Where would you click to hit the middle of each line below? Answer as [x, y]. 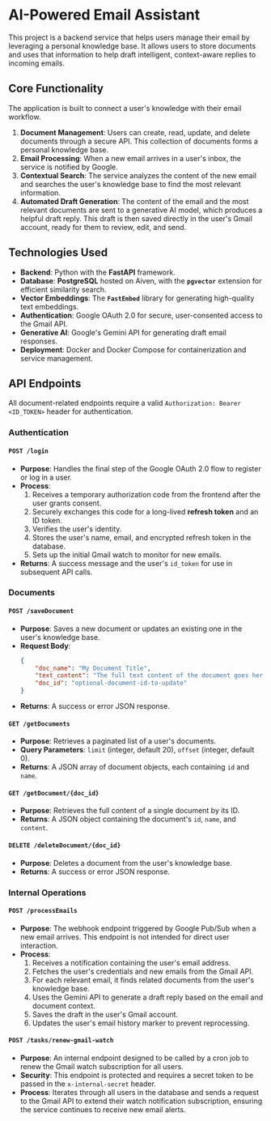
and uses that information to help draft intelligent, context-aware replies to [132, 54]
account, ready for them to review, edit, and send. [103, 227]
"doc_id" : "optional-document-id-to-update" [111, 683]
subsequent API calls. [56, 572]
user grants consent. [67, 503]
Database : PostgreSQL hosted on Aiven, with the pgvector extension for [141, 280]
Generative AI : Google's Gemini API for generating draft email [123, 332]
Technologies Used [58, 253]
